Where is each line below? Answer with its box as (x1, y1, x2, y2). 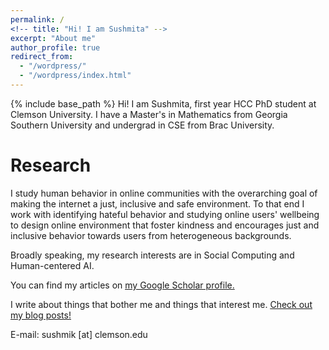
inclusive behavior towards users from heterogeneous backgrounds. (10, 229, 292, 241)
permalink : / (10, 14, 65, 25)
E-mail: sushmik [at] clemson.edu (10, 328, 148, 340)
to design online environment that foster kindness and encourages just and (10, 219, 320, 231)
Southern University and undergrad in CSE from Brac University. (10, 119, 275, 131)
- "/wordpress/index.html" (19, 71, 132, 81)
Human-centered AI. (10, 259, 95, 271)
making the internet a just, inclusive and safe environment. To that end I (10, 197, 305, 210)
